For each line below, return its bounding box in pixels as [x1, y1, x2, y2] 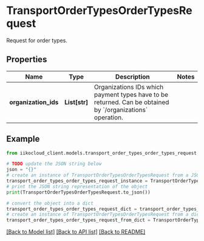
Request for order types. [6, 37, 68, 44]
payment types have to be [93, 90, 169, 99]
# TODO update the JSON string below [6, 161, 102, 167]
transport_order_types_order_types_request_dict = [6, 206, 137, 212]
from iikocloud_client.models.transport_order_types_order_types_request [6, 150, 197, 156]
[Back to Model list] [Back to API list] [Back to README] [6, 228, 146, 236]
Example [6, 134, 40, 144]
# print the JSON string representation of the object [6, 183, 148, 189]
